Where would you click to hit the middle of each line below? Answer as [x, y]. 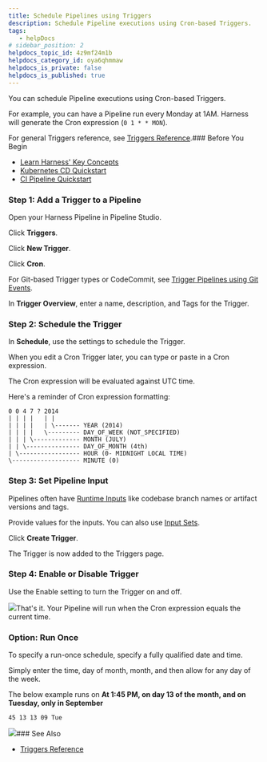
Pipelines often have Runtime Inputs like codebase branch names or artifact [133, 498]
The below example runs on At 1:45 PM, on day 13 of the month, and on [127, 695]
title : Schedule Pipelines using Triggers [80, 16]
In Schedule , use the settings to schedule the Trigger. [97, 342]
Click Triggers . [33, 233]
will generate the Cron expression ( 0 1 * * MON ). [88, 122]
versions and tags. [39, 507]
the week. [25, 679]
